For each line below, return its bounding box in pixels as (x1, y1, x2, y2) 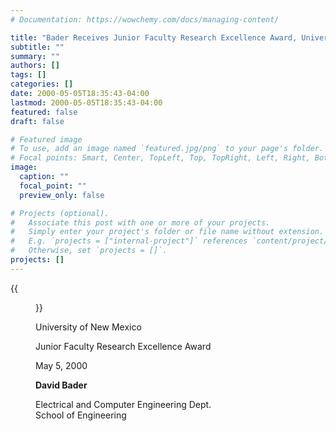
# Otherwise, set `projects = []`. (10, 246, 168, 256)
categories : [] (10, 79, 74, 90)
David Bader (35, 379, 88, 391)
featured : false (10, 107, 78, 117)
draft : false (10, 116, 65, 126)
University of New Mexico (35, 321, 142, 333)
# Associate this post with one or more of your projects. (10, 217, 271, 228)
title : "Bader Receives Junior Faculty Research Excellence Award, (10, 32, 298, 43)
